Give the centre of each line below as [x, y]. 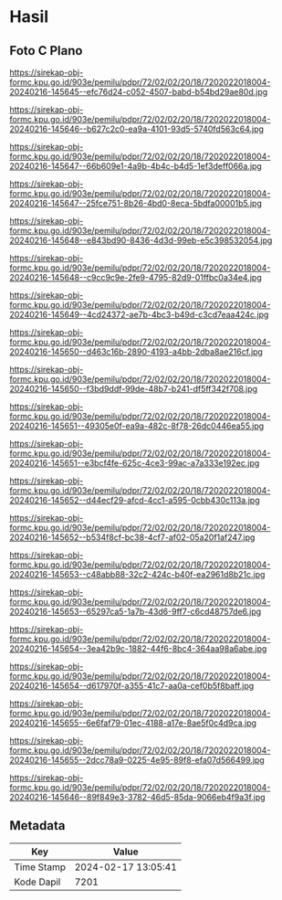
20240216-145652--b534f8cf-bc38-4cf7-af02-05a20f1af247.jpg [132, 537]
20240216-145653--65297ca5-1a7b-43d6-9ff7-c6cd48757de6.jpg [136, 611]
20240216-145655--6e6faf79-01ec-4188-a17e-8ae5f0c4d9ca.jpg [133, 723]
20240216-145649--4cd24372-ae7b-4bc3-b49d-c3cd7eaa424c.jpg [139, 314]
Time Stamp [40, 867]
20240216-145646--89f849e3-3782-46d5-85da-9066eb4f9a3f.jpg [138, 797]
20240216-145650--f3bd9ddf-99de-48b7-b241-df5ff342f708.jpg [134, 389]
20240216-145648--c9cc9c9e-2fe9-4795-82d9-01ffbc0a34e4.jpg [136, 277]
